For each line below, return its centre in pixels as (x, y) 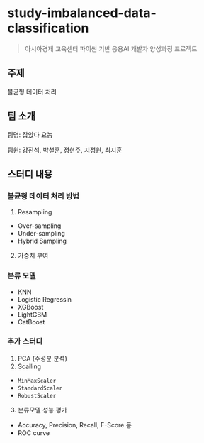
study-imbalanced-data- (82, 13)
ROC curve (34, 433)
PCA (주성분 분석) (42, 358)
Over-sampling (39, 226)
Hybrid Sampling (42, 241)
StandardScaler (40, 388)
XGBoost (30, 307)
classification (48, 28)
